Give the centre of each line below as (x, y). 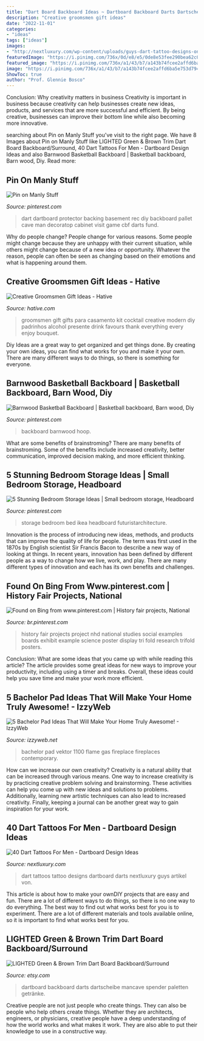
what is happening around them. (47, 262)
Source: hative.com (31, 308)
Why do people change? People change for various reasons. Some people (99, 236)
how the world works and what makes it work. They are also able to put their (102, 1025)
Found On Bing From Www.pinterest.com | (88, 586)
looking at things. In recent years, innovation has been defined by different (100, 554)
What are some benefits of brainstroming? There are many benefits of (93, 443)
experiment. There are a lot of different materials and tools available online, (100, 913)
